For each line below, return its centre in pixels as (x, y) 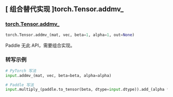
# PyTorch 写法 (21, 71)
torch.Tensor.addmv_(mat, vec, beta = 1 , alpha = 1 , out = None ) (70, 35)
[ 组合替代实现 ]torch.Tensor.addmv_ (65, 9)
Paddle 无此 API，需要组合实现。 (40, 45)
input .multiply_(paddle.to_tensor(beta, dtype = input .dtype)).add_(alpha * (87, 90)
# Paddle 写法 (20, 85)
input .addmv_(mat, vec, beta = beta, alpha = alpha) (58, 75)
